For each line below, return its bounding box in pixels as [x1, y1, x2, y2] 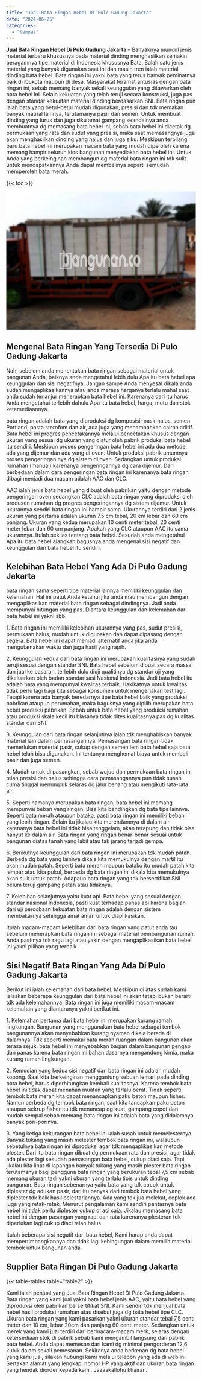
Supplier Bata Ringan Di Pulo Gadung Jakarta [6, 1261, 179, 1272]
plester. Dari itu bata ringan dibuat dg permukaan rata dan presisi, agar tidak [6, 1149, 195, 1157]
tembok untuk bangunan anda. [6, 1244, 82, 1251]
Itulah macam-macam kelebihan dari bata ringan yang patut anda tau [6, 924, 177, 931]
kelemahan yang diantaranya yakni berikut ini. [6, 1005, 120, 1012]
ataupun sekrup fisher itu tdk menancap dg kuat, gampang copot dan [6, 1105, 179, 1112]
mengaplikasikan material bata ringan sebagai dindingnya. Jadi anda [6, 600, 176, 607]
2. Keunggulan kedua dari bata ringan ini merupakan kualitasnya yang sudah [6, 655, 196, 663]
